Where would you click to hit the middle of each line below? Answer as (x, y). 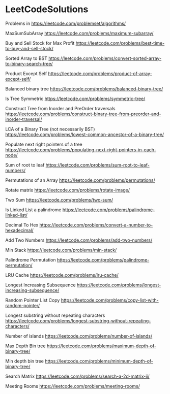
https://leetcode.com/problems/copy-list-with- (110, 300)
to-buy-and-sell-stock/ (29, 48)
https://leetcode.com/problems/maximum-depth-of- (102, 346)
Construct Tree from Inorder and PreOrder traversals (60, 108)
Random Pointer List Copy (33, 300)
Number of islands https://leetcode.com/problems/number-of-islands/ (79, 336)
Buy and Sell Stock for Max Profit (40, 43)
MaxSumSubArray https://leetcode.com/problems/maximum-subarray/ (79, 33)
